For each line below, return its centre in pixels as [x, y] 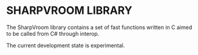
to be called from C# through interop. [53, 33]
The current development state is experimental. [66, 45]
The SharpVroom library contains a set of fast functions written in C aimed [99, 27]
